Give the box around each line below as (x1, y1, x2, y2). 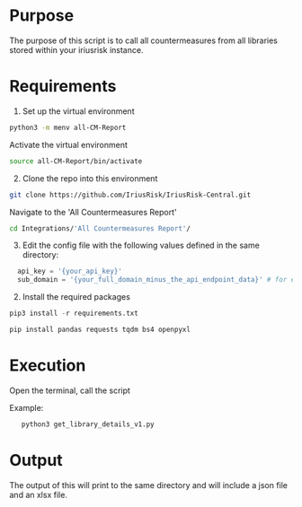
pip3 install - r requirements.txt (9, 309, 139, 319)
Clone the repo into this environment (22, 172, 158, 184)
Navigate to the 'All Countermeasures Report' (9, 206, 177, 217)
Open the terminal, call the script (9, 385, 130, 396)
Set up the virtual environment (22, 105, 135, 117)
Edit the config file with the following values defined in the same (22, 240, 261, 251)
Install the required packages (22, 292, 130, 302)
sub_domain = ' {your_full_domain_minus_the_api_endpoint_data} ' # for (17, 275, 288, 284)
